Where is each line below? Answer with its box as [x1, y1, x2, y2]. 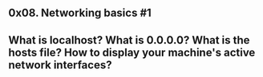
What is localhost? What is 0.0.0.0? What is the [8, 33, 250, 47]
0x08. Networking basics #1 [8, 6, 152, 20]
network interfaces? [8, 58, 112, 71]
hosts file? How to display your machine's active [8, 45, 256, 59]
